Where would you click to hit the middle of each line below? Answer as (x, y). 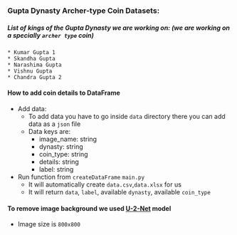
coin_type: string (63, 155)
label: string (56, 169)
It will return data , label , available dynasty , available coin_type (120, 192)
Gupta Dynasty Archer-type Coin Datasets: (84, 11)
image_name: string (68, 139)
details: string (59, 162)
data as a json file (54, 124)
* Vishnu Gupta (30, 71)
